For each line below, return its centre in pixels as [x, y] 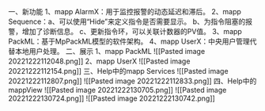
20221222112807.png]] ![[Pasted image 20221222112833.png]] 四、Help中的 [132, 81]
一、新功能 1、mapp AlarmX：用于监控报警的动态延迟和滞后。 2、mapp [125, 11]
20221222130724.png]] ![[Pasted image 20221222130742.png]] [112, 98]
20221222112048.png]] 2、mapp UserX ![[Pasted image [99, 61]
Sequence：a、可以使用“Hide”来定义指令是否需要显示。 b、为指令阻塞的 [127, 21]
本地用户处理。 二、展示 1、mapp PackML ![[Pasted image [110, 51]
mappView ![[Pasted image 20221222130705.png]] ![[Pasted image [117, 90]
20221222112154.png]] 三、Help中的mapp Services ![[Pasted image [118, 71]
